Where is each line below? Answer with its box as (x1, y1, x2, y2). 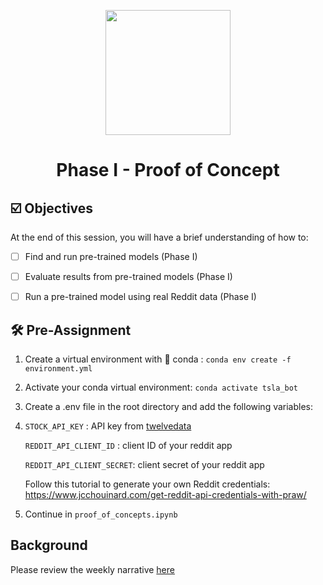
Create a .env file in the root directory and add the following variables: (24, 401, 314, 412)
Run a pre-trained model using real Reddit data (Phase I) (24, 291, 257, 303)
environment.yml (24, 364, 93, 374)
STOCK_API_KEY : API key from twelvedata (24, 420, 192, 432)
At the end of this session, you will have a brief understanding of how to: (10, 231, 309, 243)
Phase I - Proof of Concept (56, 159, 280, 182)
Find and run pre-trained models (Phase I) (24, 251, 198, 262)
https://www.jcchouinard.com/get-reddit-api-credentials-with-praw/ (24, 489, 307, 500)
